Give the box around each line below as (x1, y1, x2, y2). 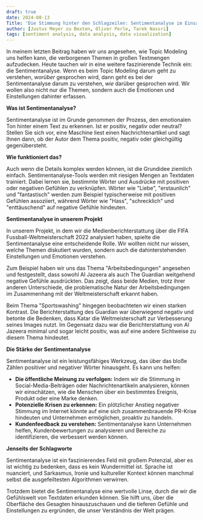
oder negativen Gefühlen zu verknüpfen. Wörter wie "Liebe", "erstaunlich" (6, 185, 191, 192)
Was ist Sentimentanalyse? (6, 104, 77, 112)
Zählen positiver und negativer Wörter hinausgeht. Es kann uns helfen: (6, 364, 181, 371)
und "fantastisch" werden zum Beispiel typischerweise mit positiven (6, 191, 176, 198)
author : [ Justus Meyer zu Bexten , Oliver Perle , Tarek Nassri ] (6, 25, 169, 32)
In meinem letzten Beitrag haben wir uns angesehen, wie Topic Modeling (6, 48, 187, 55)
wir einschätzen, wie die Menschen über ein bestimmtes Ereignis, (14, 388, 179, 396)
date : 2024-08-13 (6, 14, 50, 21)
